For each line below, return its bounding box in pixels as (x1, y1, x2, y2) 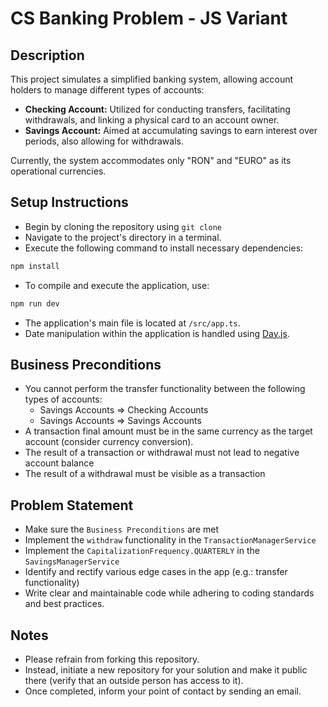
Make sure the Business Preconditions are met (24, 523, 219, 536)
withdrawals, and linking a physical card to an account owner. (24, 114, 280, 126)
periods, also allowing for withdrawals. (24, 135, 184, 147)
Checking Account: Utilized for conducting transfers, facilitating (24, 103, 291, 115)
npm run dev (10, 298, 60, 309)
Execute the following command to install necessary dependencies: (24, 242, 304, 254)
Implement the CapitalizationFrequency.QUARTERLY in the (24, 545, 260, 557)
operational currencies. (10, 165, 107, 177)
